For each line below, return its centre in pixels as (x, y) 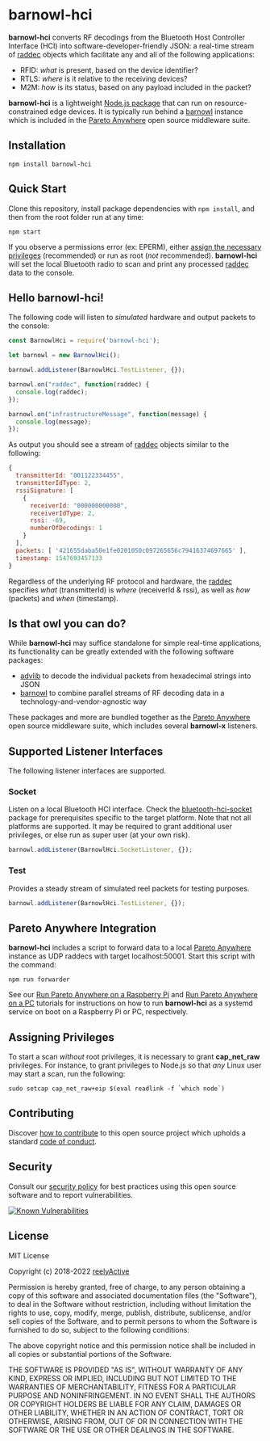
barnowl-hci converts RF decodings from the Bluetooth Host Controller (127, 37)
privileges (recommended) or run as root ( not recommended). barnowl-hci (133, 255)
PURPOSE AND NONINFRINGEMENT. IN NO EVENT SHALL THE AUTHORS (132, 1395)
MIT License (29, 1255)
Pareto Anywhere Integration (83, 928)
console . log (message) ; (54, 422)
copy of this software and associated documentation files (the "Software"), (133, 1296)
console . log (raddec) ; (52, 392)
